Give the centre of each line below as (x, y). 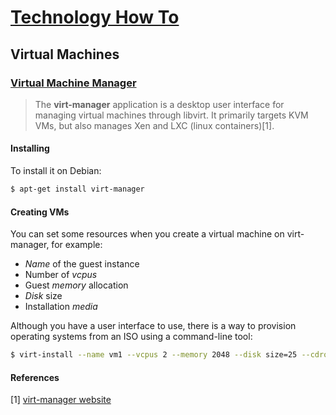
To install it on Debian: (56, 171)
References (35, 377)
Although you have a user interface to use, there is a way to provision (153, 326)
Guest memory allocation (76, 285)
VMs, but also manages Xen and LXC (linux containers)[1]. (154, 125)
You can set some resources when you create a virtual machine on (147, 234)
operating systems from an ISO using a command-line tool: (131, 337)
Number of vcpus (61, 275)
